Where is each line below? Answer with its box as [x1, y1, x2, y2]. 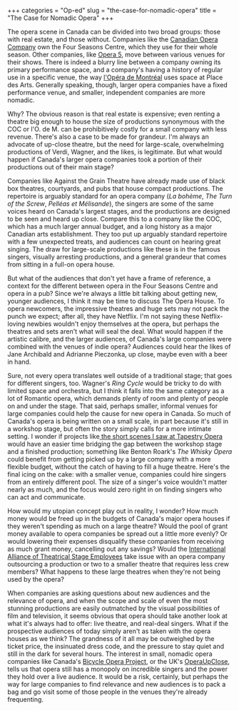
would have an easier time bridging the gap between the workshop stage [7, 439, 223, 448]
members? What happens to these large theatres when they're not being [7, 567, 221, 576]
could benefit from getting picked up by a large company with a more [7, 455, 211, 463]
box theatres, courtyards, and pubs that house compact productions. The [7, 184, 223, 192]
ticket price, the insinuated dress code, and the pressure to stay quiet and [7, 642, 225, 650]
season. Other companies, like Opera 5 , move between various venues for [7, 50, 225, 59]
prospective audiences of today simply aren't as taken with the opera [7, 627, 211, 635]
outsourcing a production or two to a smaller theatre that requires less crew [7, 560, 230, 568]
